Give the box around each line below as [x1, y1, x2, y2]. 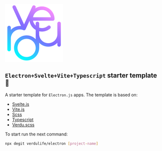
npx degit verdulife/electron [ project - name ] [5, 141, 98, 146]
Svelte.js [12, 101, 29, 107]
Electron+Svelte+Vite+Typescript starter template [5, 72, 157, 80]
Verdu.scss [12, 121, 35, 127]
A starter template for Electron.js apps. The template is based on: [5, 91, 138, 98]
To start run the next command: [5, 131, 68, 137]
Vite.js [12, 106, 25, 112]
